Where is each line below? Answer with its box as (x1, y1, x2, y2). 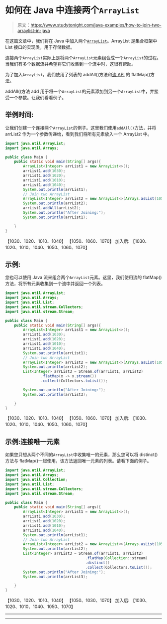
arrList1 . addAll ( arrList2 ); (23, 205, 81, 211)
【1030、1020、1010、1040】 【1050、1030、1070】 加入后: (5, 598, 130, 604)
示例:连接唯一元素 (5, 437, 60, 446)
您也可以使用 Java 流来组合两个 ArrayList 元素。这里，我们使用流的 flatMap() (5, 275, 162, 281)
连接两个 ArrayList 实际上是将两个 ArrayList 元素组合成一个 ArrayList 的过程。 (5, 54, 162, 60)
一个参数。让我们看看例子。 (9, 94, 66, 100)
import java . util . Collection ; (5, 477, 68, 482)
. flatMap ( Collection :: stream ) (85, 556, 148, 561)
